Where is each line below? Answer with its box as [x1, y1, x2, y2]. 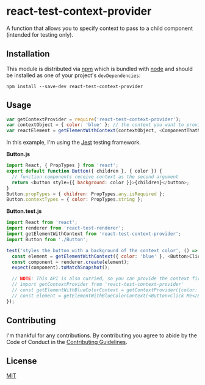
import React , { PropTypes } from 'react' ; [6, 162, 119, 169]
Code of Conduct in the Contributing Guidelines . [6, 338, 128, 345]
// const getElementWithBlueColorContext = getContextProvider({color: [12, 287, 198, 293]
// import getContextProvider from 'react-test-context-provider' [12, 282, 184, 288]
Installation [6, 49, 50, 59]
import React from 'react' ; [6, 219, 78, 226]
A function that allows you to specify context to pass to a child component [6, 24, 193, 32]
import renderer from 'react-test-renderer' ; [6, 225, 124, 231]
